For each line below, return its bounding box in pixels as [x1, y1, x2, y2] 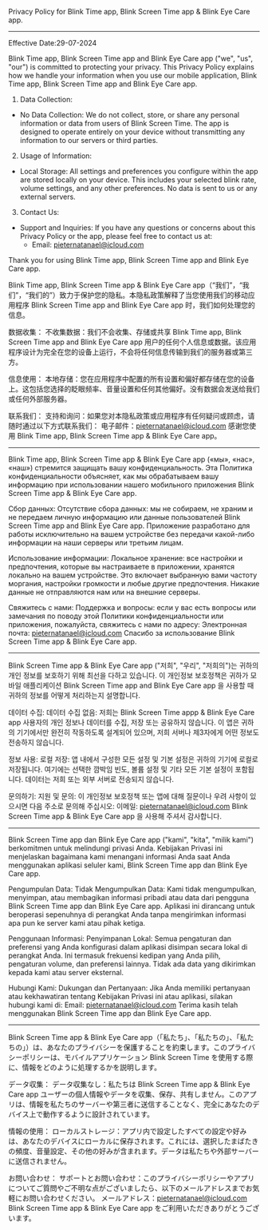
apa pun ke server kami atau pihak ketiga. [8, 919, 146, 927]
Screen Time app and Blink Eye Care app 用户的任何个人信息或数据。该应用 [8, 337, 257, 347]
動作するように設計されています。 [42, 1109, 154, 1119]
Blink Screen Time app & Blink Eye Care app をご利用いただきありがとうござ [8, 1204, 260, 1212]
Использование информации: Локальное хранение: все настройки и [8, 553, 243, 562]
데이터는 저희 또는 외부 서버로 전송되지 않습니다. [25, 775, 174, 784]
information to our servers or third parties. [19, 136, 158, 145]
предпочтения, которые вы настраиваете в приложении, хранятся [8, 562, 235, 571]
